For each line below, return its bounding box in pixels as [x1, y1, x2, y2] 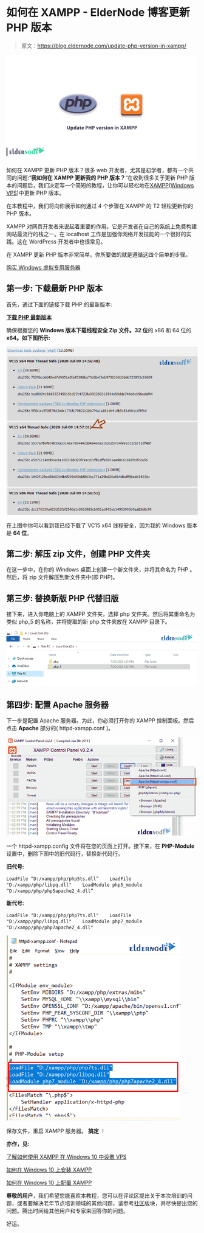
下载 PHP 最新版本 [6, 313, 52, 321]
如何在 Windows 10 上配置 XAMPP [6, 1179, 92, 1187]
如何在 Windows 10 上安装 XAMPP [6, 1166, 92, 1173]
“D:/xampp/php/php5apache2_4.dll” [6, 888, 94, 895]
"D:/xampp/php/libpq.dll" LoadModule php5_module [6, 882, 143, 889]
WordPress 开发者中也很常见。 [29, 238, 106, 245]
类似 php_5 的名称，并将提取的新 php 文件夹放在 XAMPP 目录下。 [6, 618, 171, 626]
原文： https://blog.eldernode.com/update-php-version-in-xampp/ [21, 42, 187, 49]
